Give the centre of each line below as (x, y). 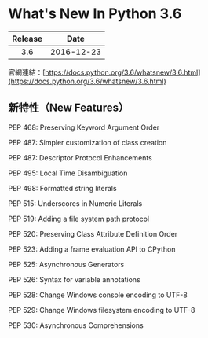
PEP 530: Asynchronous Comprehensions (76, 325)
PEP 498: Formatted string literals (62, 188)
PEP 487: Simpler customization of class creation (88, 142)
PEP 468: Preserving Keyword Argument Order (84, 127)
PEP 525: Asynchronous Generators (66, 264)
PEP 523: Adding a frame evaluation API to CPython (92, 249)
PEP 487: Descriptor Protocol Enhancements (80, 157)
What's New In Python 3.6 (95, 14)
